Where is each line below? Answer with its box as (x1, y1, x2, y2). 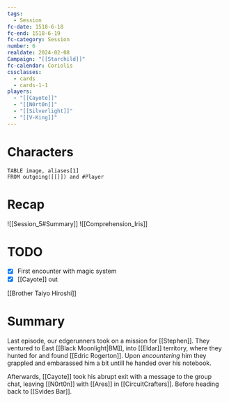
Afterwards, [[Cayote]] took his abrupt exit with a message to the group (7, 372, 212, 380)
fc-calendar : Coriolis (7, 62, 73, 69)
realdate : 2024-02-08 (7, 50, 70, 57)
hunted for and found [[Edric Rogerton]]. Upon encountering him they (7, 351, 207, 359)
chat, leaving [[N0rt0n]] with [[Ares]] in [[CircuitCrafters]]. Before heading (7, 380, 219, 388)
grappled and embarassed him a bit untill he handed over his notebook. (7, 359, 212, 367)
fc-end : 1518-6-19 (7, 29, 61, 37)
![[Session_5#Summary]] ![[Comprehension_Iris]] (7, 219, 148, 228)
